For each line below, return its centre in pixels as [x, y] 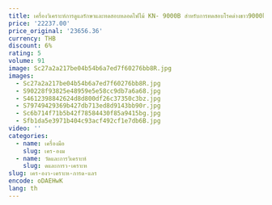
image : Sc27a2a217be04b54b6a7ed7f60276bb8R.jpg [90, 69]
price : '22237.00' [39, 23]
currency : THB [32, 38]
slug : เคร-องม [44, 151]
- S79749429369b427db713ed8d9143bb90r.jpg [88, 106]
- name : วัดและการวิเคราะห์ [51, 158]
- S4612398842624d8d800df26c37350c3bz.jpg [88, 98]
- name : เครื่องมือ [40, 143]
